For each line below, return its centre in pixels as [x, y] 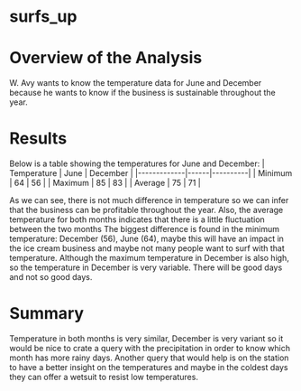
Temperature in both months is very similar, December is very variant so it [146, 339]
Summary [46, 314]
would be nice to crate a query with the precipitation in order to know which [150, 348]
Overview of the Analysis [106, 58]
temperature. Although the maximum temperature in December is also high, [150, 258]
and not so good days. [51, 277]
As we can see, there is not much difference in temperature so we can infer [149, 200]
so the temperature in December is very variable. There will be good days [146, 267]
